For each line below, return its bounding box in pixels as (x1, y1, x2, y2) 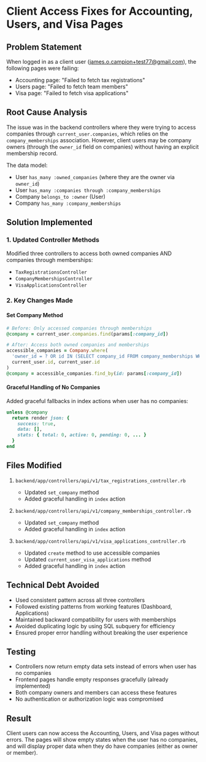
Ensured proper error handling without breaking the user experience (15, 629, 188, 636)
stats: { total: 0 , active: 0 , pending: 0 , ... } (17, 432, 147, 438)
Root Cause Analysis (6, 107, 88, 118)
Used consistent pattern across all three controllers (15, 596, 145, 604)
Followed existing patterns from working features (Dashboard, (15, 602, 173, 610)
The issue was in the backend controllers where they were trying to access (6, 123, 196, 131)
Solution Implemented (6, 217, 93, 228)
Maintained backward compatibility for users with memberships (15, 615, 177, 623)
